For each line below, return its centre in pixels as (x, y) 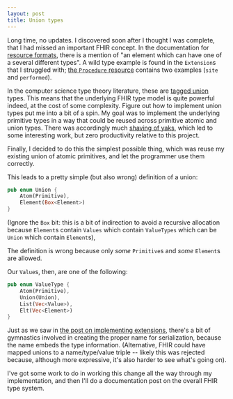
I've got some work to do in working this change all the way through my (110, 373)
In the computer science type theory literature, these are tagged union (108, 91)
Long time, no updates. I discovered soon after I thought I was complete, (111, 40)
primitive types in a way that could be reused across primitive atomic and (112, 120)
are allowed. (25, 258)
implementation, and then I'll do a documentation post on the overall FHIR (112, 381)
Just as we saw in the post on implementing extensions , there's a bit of (109, 330)
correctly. (21, 163)
